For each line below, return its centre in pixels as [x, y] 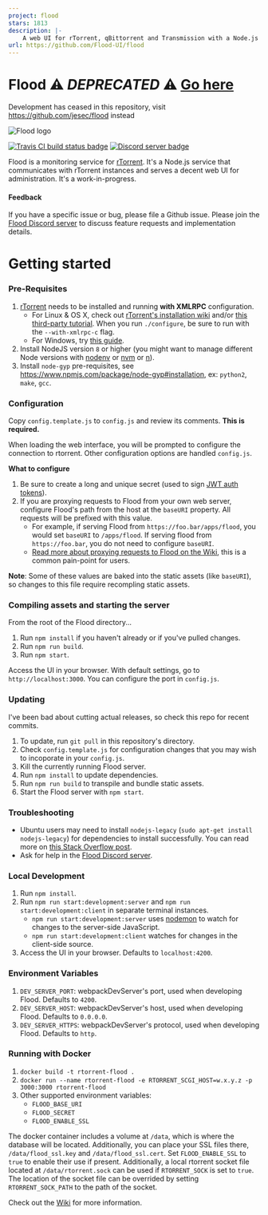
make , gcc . [35, 382]
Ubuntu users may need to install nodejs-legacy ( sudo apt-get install [136, 829]
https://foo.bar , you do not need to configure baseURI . [123, 544]
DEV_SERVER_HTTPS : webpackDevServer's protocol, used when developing [140, 1025]
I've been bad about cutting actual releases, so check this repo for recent [129, 717]
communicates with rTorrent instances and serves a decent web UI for [124, 170]
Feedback [25, 197]
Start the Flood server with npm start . [82, 792]
